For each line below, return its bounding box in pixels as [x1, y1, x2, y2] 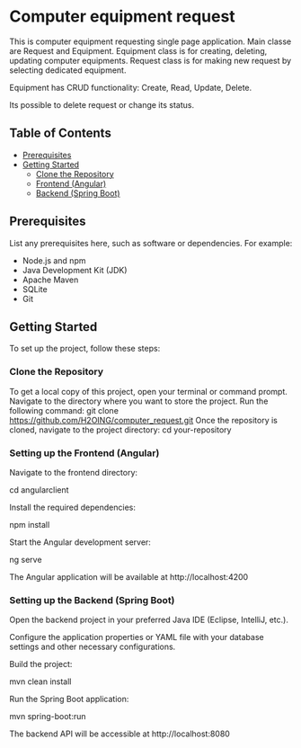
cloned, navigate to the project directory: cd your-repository [9, 424, 232, 435]
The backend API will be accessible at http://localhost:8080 [9, 728, 231, 739]
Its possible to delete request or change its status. [9, 99, 195, 110]
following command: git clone [9, 405, 120, 415]
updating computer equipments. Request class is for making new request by [9, 55, 292, 66]
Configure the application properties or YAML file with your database [9, 632, 264, 643]
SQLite [22, 283, 48, 294]
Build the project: [9, 659, 73, 670]
